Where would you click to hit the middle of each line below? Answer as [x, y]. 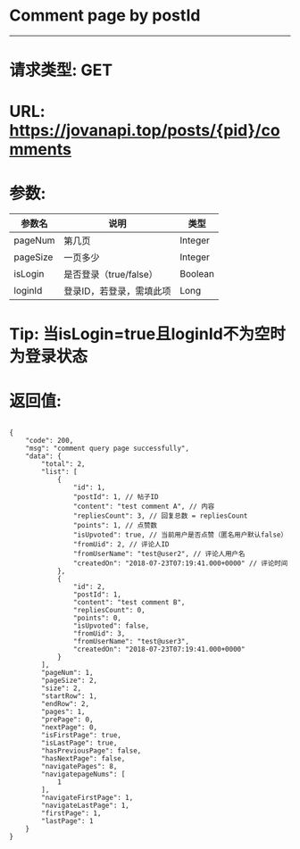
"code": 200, [50, 441]
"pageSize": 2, [70, 681]
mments [40, 150]
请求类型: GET [61, 70]
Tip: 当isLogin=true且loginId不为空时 [147, 334]
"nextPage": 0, [70, 728]
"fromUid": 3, [99, 634]
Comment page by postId [105, 16]
